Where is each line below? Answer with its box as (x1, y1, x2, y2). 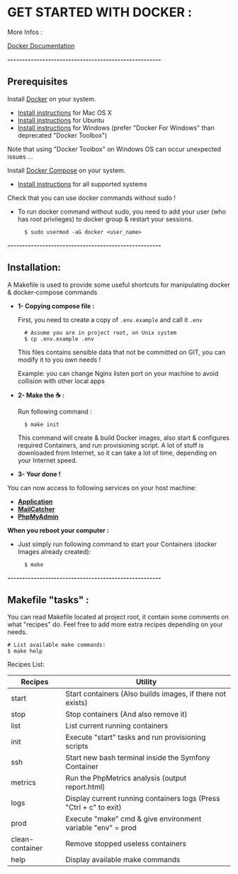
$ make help (7, 648, 42, 655)
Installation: (7, 262, 62, 274)
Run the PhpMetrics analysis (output (65, 773, 186, 783)
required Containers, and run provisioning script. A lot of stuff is (17, 441, 204, 449)
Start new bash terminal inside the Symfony (65, 753, 210, 763)
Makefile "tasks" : (7, 594, 90, 606)
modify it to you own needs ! (17, 355, 101, 364)
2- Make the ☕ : (17, 391, 65, 399)
